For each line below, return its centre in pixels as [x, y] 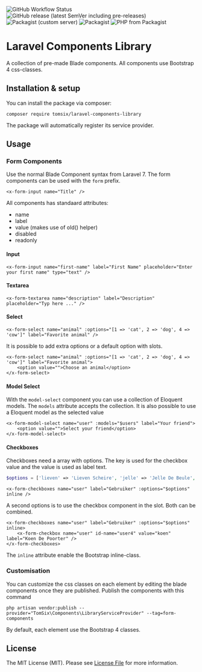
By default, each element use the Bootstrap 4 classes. [73, 629]
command [19, 597]
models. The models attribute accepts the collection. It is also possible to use [101, 406]
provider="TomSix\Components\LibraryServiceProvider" [75, 613]
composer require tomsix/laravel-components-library [74, 114]
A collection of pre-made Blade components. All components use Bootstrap [100, 63]
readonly [26, 240]
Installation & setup [43, 88]
